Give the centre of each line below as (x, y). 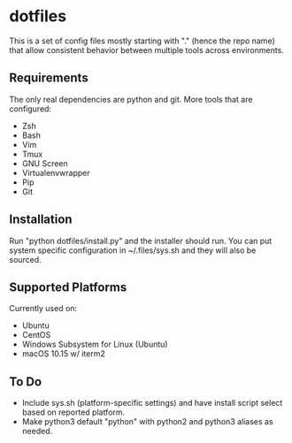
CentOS (36, 335)
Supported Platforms (68, 287)
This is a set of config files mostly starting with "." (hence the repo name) (142, 41)
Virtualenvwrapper (56, 172)
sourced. (25, 259)
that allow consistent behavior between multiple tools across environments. (147, 50)
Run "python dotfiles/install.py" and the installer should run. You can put (141, 241)
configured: (30, 109)
